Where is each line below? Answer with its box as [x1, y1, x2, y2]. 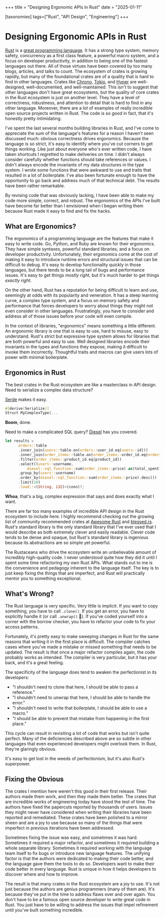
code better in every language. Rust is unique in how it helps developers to [5, 866, 156, 872]
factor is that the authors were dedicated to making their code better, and [5, 855, 154, 861]
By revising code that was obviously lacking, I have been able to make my [5, 192, 154, 198]
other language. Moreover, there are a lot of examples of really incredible [5, 105, 153, 111]
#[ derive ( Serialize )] [5, 406, 50, 411]
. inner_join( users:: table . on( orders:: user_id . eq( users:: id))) [18, 448, 148, 453]
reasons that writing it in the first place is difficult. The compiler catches [5, 639, 151, 645]
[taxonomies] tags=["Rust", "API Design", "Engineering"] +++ [5, 14, 129, 19]
